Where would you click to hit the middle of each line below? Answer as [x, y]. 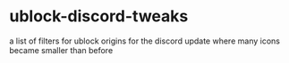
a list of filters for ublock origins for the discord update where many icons [144, 41]
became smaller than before [61, 50]
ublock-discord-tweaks [99, 16]
